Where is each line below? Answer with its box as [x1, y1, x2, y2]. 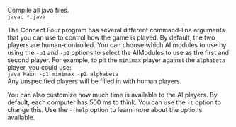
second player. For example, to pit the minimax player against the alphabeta [7, 56, 225, 64]
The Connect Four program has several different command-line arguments [7, 26, 225, 34]
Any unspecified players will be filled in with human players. [7, 77, 182, 85]
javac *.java [7, 13, 46, 20]
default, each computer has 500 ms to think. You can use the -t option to [7, 98, 222, 107]
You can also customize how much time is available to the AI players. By [7, 91, 218, 99]
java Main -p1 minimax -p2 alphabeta [7, 71, 119, 78]
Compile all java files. [7, 6, 69, 14]
